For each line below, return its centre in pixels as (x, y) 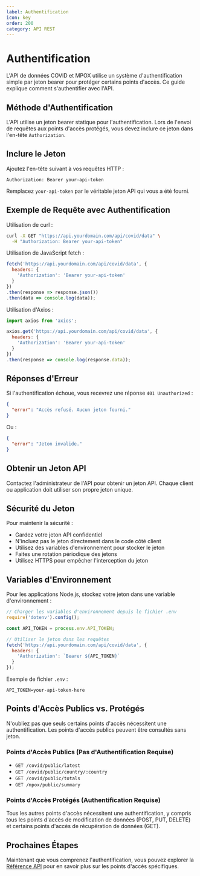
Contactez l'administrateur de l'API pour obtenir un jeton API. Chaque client (100, 483)
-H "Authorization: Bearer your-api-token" (67, 241)
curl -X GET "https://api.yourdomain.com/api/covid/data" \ (84, 236)
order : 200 (20, 23)
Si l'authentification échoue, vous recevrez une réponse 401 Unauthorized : (100, 393)
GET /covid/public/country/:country (61, 772)
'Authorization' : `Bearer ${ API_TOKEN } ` (69, 656)
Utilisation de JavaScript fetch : (45, 253)
